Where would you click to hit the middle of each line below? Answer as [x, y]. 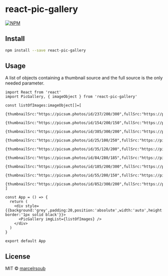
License [18, 256]
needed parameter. [25, 83]
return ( [19, 202]
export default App [25, 241]
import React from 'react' [33, 92]
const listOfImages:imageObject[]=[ [43, 105]
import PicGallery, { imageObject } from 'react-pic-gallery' [71, 97]
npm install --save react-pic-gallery [45, 50]
